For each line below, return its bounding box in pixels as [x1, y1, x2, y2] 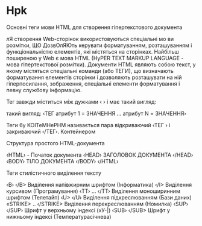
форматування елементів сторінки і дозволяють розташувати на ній [6, 74, 182, 81]
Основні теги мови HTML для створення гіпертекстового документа [6, 24, 183, 31]
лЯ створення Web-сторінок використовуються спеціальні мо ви [6, 35, 174, 42]
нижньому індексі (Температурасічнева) [6, 213, 112, 220]
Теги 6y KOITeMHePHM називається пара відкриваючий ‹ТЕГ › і [6, 121, 171, 128]
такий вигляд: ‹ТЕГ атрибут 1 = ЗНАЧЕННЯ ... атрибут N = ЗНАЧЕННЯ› [6, 110, 187, 117]
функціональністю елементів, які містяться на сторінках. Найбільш [6, 48, 179, 55]
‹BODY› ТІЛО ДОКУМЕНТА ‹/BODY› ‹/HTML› [6, 157, 119, 165]
